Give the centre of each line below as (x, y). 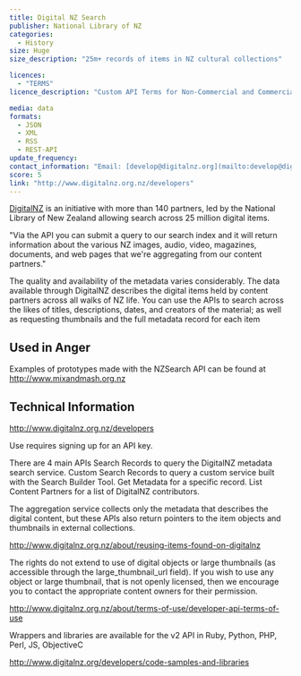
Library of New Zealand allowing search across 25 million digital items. (140, 218)
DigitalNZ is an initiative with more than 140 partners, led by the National (142, 209)
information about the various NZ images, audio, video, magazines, (133, 245)
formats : (26, 116)
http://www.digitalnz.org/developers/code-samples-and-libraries (129, 662)
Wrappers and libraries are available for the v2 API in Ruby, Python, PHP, (143, 635)
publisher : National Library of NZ (76, 26)
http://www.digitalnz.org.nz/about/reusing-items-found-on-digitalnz (135, 545)
